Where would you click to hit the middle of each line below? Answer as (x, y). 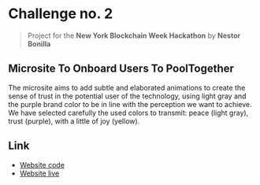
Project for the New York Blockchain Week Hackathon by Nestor (134, 35)
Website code (42, 165)
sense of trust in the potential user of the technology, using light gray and (127, 96)
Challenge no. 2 (61, 14)
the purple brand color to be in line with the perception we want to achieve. (130, 104)
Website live (39, 173)
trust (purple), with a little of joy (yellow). (74, 121)
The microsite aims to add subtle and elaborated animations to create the (127, 87)
